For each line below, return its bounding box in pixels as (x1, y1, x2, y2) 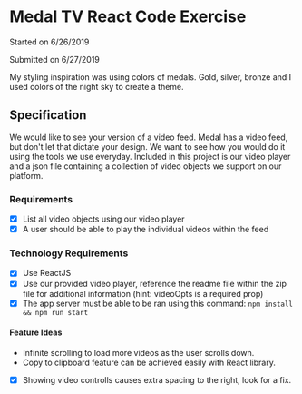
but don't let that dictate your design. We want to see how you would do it (9, 141, 286, 152)
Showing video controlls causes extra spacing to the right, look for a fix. (22, 374, 292, 385)
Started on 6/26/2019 (9, 36, 90, 47)
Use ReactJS (22, 268, 72, 279)
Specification (9, 107, 87, 123)
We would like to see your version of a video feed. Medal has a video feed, (9, 132, 288, 143)
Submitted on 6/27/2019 (9, 54, 100, 64)
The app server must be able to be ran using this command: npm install (22, 298, 293, 309)
